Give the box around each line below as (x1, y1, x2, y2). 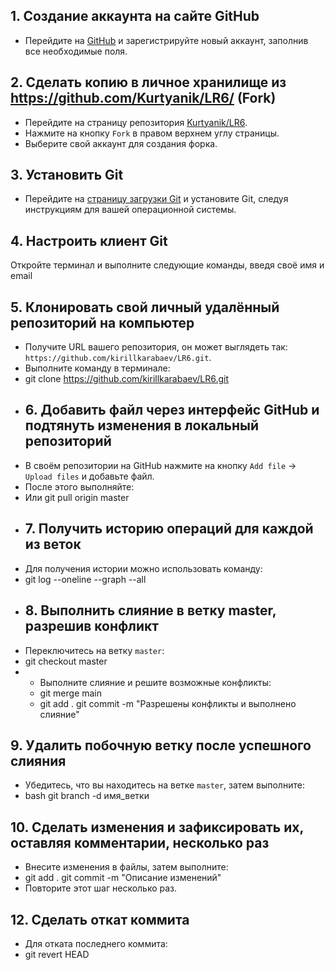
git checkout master (24, 655, 108, 667)
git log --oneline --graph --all (24, 573, 147, 585)
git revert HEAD (24, 948, 90, 960)
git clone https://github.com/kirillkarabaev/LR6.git (24, 373, 230, 385)
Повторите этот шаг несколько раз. (24, 882, 178, 894)
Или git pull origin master (24, 491, 130, 503)
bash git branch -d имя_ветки (24, 790, 150, 802)
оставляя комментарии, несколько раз (10, 834, 270, 851)
